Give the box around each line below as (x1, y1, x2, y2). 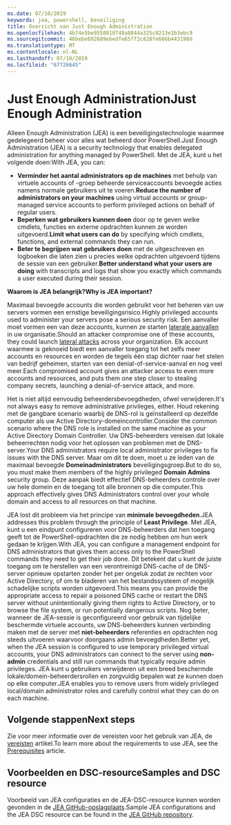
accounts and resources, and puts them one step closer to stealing (7, 374, 197, 382)
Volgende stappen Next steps (7, 713, 136, 725)
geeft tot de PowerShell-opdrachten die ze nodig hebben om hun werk (7, 533, 208, 541)
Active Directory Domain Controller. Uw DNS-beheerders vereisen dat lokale (7, 431, 224, 439)
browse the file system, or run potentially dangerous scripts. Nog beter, (7, 606, 210, 614)
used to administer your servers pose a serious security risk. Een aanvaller (7, 315, 219, 324)
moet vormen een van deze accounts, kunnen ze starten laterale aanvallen (7, 322, 219, 331)
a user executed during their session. (17, 274, 123, 282)
